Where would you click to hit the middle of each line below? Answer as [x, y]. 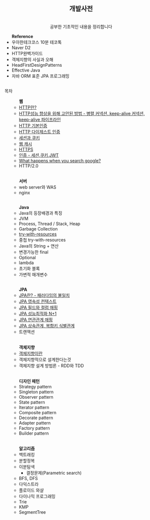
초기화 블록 [29, 269]
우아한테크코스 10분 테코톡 [36, 42]
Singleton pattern [36, 392]
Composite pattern [38, 413]
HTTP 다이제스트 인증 [40, 132]
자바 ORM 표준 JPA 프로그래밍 [41, 76]
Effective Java [26, 70]
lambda [26, 263]
